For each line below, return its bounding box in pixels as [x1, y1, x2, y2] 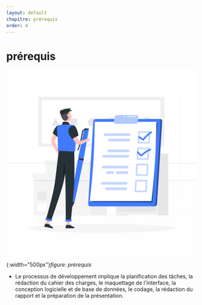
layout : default [6, 10, 47, 16]
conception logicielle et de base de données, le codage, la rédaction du [14, 286, 193, 293]
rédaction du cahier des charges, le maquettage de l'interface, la [14, 279, 176, 287]
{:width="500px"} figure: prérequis [6, 261, 92, 269]
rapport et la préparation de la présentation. [14, 292, 124, 300]
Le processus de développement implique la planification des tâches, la [14, 273, 193, 280]
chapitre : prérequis [6, 16, 58, 22]
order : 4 [6, 22, 28, 28]
